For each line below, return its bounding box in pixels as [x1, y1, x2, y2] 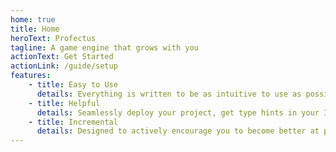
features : [10, 71, 52, 81]
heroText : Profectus [10, 33, 97, 43]
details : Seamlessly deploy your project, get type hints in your [36, 107, 320, 118]
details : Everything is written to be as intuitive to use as [36, 89, 302, 99]
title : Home [10, 24, 60, 34]
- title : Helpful [28, 98, 101, 108]
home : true [10, 14, 56, 25]
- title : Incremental [28, 117, 118, 127]
